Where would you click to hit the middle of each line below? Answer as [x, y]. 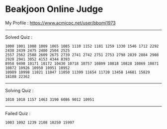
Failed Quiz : [18, 113]
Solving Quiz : [19, 90]
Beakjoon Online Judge [54, 9]
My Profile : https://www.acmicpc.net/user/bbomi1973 [60, 23]
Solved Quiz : [19, 37]
